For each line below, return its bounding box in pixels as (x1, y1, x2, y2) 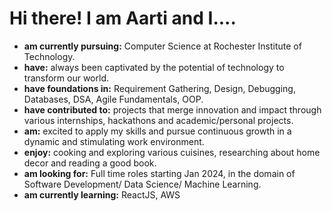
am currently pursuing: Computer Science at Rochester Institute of (23, 40, 302, 52)
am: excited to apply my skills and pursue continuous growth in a (23, 125, 292, 137)
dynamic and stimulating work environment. (23, 135, 205, 147)
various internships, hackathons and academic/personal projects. (23, 114, 294, 126)
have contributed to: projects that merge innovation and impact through (23, 103, 322, 116)
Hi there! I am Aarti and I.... (9, 7, 237, 30)
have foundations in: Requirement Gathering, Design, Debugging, (23, 82, 296, 94)
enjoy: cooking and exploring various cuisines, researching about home (23, 146, 321, 158)
